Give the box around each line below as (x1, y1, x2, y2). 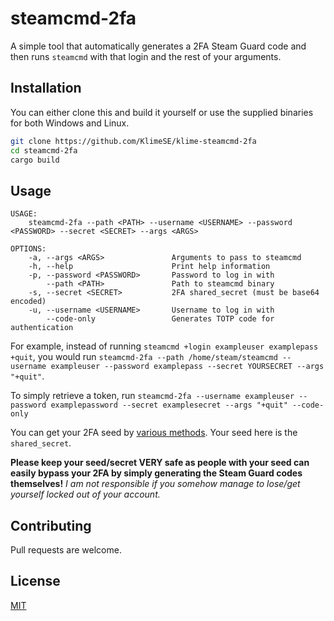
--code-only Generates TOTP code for (46, 314, 275, 324)
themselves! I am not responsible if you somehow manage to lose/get (10, 478, 301, 490)
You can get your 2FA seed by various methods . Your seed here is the (10, 427, 298, 439)
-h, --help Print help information (28, 262, 271, 272)
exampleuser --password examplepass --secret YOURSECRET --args (50, 362, 325, 372)
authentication (10, 323, 74, 333)
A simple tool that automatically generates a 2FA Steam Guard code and (10, 40, 307, 52)
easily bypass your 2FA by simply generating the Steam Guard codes (10, 467, 303, 479)
